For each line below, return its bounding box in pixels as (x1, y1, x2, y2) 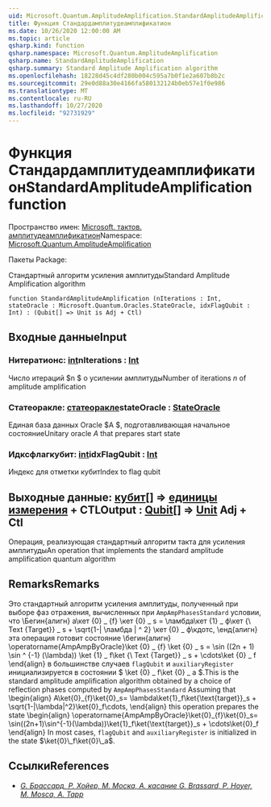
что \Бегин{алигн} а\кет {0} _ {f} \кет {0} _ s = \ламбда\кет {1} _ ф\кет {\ (8, 616, 252, 626)
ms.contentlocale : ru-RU (8, 94, 92, 102)
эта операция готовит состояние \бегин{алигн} (8, 633, 172, 643)
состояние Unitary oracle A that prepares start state (8, 428, 181, 438)
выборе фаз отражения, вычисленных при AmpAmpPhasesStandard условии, (8, 607, 262, 617)
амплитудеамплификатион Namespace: (8, 231, 143, 240)
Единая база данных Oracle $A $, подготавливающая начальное (8, 420, 231, 430)
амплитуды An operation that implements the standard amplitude (8, 546, 224, 555)
